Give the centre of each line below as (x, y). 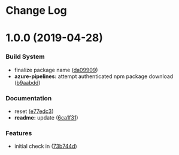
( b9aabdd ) (27, 82)
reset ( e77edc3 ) (34, 111)
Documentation (29, 98)
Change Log (36, 11)
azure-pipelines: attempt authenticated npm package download (94, 76)
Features (19, 133)
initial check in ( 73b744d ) (45, 146)
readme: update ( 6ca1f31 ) (46, 117)
